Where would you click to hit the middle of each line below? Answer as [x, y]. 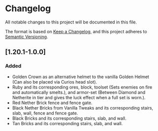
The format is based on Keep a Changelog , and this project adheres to [76, 31]
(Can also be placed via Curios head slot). [54, 82]
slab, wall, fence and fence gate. [45, 113]
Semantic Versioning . [26, 37]
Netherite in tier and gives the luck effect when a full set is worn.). [79, 97]
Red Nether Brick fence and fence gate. [52, 103]
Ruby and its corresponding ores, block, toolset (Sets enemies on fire [82, 87]
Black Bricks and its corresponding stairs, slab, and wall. [69, 118]
